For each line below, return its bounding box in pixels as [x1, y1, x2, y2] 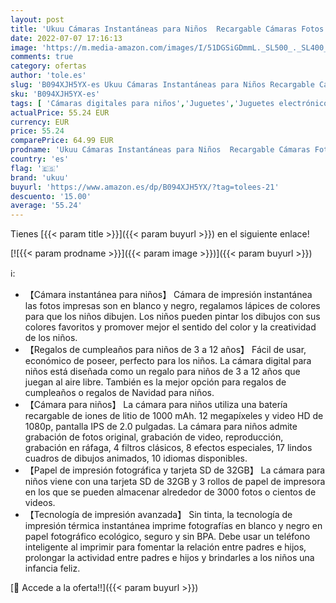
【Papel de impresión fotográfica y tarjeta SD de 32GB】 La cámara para [24, 464, 326, 476]
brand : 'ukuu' [10, 172, 70, 183]
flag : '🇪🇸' [10, 163, 60, 173]
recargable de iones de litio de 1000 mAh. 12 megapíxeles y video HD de [24, 410, 324, 422]
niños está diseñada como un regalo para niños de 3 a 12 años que [24, 366, 301, 378]
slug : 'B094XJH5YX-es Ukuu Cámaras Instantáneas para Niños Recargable [10, 80, 315, 90]
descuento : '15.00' [10, 191, 92, 201]
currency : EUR [10, 117, 70, 127]
